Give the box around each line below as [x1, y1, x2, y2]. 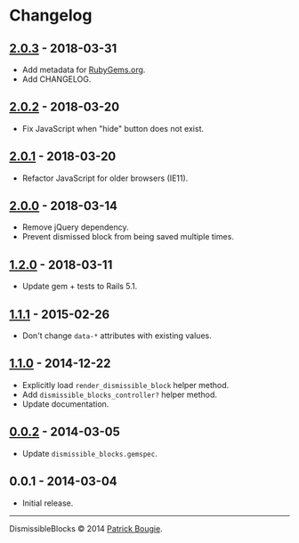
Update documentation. [21, 398, 109, 409]
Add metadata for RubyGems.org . [21, 64, 146, 75]
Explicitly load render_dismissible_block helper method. [21, 379, 230, 390]
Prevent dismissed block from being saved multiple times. [21, 231, 234, 242]
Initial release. [21, 498, 74, 508]
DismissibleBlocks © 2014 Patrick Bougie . [9, 523, 163, 534]
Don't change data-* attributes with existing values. [21, 330, 212, 341]
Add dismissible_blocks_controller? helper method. [21, 389, 218, 400]
